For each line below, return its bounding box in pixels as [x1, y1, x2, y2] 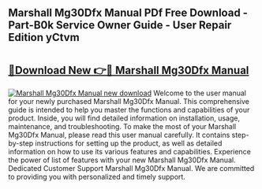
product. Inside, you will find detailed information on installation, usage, [8, 113, 241, 123]
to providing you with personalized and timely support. [8, 172, 185, 181]
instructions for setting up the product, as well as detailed [35, 139, 223, 148]
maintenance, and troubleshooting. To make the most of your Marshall [8, 122, 237, 131]
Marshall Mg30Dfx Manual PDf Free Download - [8, 6, 249, 20]
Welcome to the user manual [153, 88, 247, 98]
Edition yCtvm [8, 31, 80, 44]
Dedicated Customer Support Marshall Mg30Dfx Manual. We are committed [8, 164, 255, 172]
